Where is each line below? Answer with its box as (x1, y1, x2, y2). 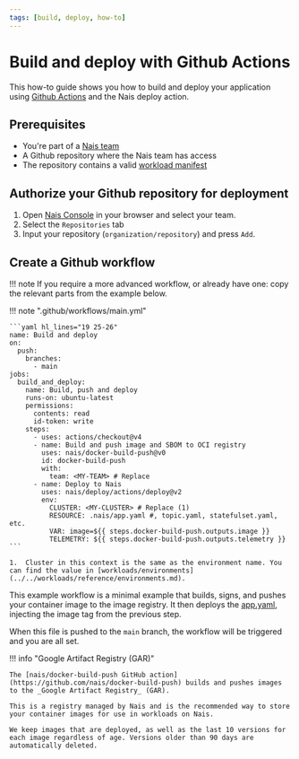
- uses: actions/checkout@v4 (32, 432, 142, 441)
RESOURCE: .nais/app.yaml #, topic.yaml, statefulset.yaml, (48, 511, 278, 520)
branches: (25, 354, 63, 363)
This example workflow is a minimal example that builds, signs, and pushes (9, 589, 286, 600)
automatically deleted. (9, 741, 98, 750)
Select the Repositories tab (21, 219, 124, 230)
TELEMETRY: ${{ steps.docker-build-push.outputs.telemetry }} (48, 535, 286, 544)
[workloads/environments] (97, 566, 194, 575)
